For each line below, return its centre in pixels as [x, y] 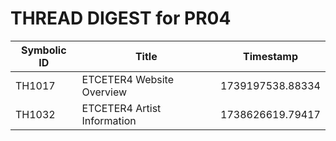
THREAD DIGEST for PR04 [121, 18]
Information [109, 120]
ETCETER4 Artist [121, 108]
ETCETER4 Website [128, 79]
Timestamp [271, 56]
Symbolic [43, 50]
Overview [104, 92]
